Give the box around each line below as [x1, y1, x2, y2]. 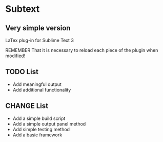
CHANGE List [5, 101, 49, 111]
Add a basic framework [12, 132, 63, 138]
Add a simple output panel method [12, 120, 86, 127]
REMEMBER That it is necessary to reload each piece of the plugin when [5, 47, 158, 53]
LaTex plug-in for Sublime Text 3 [5, 37, 74, 43]
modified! [5, 52, 26, 59]
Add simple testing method [12, 126, 70, 132]
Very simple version [5, 24, 71, 32]
